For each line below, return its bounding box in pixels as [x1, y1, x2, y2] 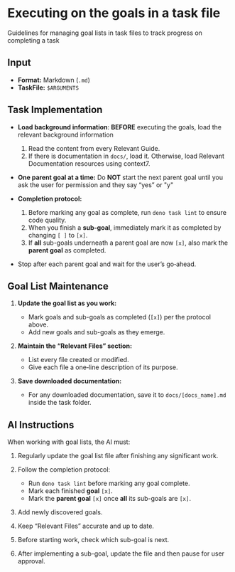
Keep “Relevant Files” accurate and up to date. [17, 521, 155, 531]
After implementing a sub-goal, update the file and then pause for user [17, 549, 225, 558]
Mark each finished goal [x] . [28, 487, 114, 495]
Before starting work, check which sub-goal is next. [17, 536, 170, 544]
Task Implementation [7, 104, 103, 116]
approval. [17, 557, 46, 566]
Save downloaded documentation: [17, 377, 122, 386]
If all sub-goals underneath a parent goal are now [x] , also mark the [28, 238, 229, 247]
